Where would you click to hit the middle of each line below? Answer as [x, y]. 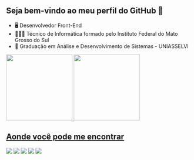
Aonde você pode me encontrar [65, 137]
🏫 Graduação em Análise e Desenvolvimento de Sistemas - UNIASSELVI [102, 46]
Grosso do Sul [32, 40]
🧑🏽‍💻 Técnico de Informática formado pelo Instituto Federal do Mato [96, 33]
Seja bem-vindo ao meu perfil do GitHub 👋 [85, 11]
